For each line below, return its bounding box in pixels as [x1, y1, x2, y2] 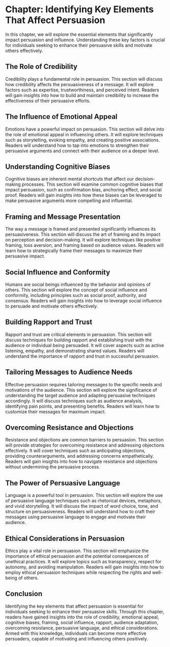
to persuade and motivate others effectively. [5, 303, 98, 309]
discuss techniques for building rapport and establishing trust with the [5, 337, 153, 343]
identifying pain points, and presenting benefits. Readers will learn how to [5, 403, 160, 409]
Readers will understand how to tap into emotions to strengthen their [5, 142, 149, 148]
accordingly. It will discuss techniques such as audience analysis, [5, 397, 143, 404]
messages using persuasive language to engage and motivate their [5, 514, 146, 520]
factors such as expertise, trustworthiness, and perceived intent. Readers [5, 87, 159, 93]
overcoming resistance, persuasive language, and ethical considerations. [5, 625, 159, 631]
